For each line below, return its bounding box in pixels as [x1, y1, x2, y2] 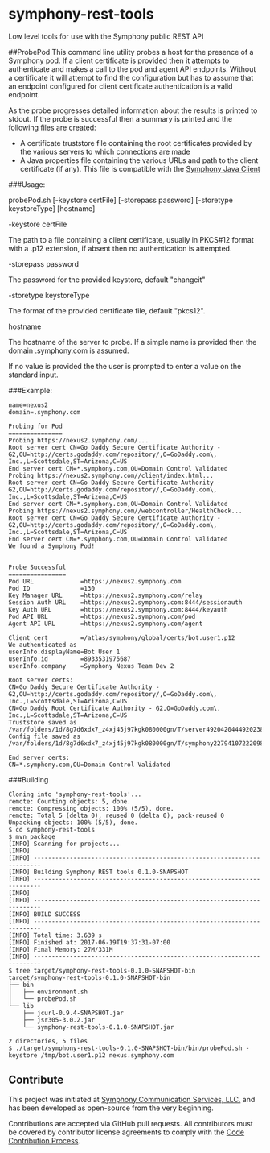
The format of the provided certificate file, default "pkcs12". [8, 305, 206, 315]
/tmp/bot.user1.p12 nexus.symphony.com [40, 1051, 174, 1060]
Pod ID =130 [8, 584, 95, 592]
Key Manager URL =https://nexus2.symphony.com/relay [8, 591, 203, 599]
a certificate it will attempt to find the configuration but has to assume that [8, 73, 254, 82]
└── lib [8, 1002, 35, 1010]
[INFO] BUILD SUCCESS [8, 910, 81, 919]
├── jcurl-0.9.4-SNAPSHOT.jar [22, 1009, 125, 1017]
